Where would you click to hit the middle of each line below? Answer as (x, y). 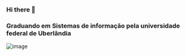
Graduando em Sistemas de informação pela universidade (93, 25)
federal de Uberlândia (39, 33)
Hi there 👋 (21, 10)
